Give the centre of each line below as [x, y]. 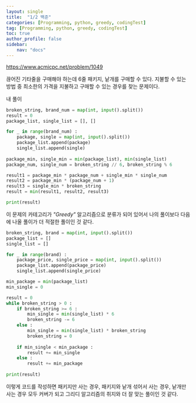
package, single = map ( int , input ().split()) [74, 137]
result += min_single [54, 353]
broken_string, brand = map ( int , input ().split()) [69, 233]
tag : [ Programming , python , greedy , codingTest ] [67, 28]
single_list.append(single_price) [59, 271]
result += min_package [55, 363]
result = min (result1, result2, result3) [58, 192]
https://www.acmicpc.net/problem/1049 [54, 67]
